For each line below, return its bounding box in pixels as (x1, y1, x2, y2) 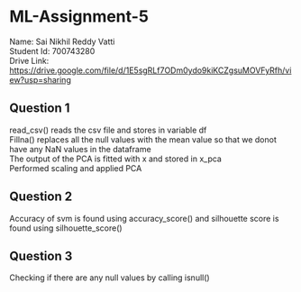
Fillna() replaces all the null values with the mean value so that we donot (9, 133, 277, 145)
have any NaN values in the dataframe (9, 143, 151, 154)
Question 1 (9, 101, 70, 116)
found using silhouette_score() (9, 223, 123, 233)
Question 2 (9, 189, 73, 205)
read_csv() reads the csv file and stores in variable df (9, 124, 207, 135)
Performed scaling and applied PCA (9, 162, 142, 173)
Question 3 (9, 248, 73, 263)
